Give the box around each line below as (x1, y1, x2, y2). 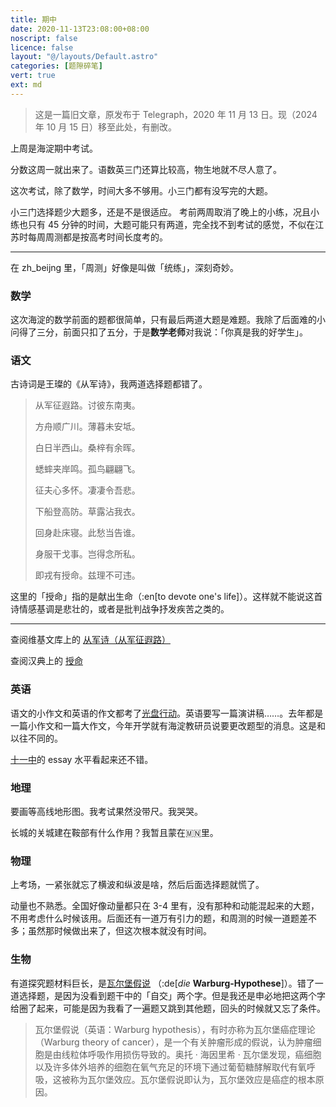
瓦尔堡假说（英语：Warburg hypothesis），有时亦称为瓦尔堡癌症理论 (34, 1023, 316, 1035)
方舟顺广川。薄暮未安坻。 (34, 421, 141, 433)
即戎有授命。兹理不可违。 (34, 569, 141, 581)
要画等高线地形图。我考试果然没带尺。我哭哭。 (10, 805, 203, 817)
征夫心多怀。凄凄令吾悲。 (34, 484, 141, 496)
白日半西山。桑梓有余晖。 (34, 442, 141, 454)
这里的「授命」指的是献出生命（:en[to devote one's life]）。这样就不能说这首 (10, 591, 323, 603)
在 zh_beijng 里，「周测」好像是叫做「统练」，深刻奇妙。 (10, 261, 240, 273)
